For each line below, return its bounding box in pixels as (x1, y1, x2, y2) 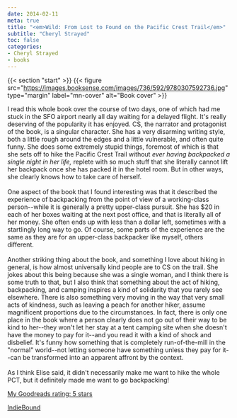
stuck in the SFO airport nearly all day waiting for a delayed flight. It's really (7, 112, 226, 120)
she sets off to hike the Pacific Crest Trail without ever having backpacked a (7, 149, 231, 158)
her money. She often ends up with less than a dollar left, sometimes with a (7, 218, 226, 226)
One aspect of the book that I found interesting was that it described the (7, 187, 218, 196)
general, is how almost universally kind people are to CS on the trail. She (7, 263, 219, 271)
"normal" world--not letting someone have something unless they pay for (7, 345, 221, 354)
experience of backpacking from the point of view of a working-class (7, 195, 209, 203)
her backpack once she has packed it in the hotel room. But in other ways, (7, 164, 224, 174)
